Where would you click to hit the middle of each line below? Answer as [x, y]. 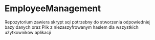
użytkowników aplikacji [28, 32]
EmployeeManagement [53, 9]
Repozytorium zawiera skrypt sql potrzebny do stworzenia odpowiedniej [77, 22]
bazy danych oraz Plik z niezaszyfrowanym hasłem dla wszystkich [72, 27]
